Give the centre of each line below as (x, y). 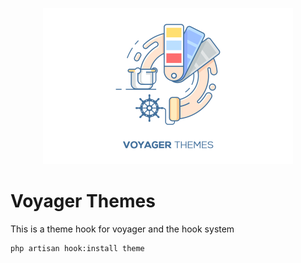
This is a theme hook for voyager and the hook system (122, 229)
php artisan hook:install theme (77, 248)
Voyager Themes (83, 201)
